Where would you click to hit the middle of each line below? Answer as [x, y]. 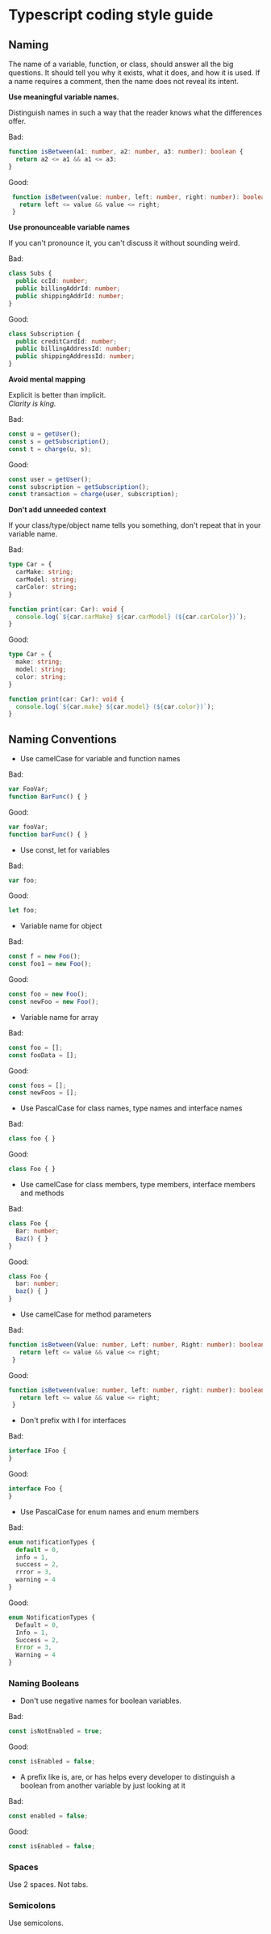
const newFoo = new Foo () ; [54, 1001]
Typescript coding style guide [111, 15]
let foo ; [23, 911]
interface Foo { [35, 1489]
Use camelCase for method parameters [85, 1314]
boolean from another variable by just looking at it [102, 1786]
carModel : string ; [47, 579]
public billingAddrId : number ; [68, 289]
